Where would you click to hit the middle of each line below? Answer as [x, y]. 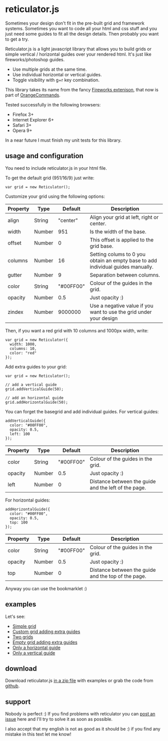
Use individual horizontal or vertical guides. [57, 74]
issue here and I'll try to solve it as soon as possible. [59, 719]
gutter [15, 275]
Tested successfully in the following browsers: [53, 104]
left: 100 [20, 434]
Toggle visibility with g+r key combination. [56, 80]
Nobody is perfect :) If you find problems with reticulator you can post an [80, 714]
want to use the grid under [121, 312]
